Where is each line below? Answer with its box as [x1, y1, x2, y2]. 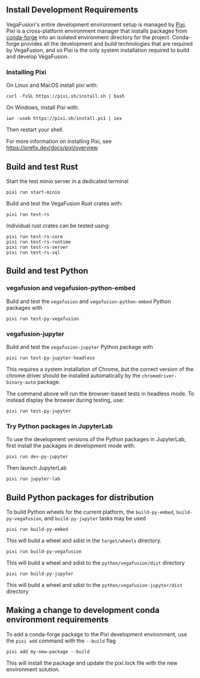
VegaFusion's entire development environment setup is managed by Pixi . [6, 20, 187, 28]
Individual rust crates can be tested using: [6, 222, 110, 229]
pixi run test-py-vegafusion [6, 316, 79, 322]
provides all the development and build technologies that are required [20, 40, 193, 47]
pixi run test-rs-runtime [6, 239, 71, 245]
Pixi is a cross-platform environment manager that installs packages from [6, 27, 187, 34]
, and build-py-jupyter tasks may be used [41, 515, 146, 522]
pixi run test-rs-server [6, 244, 68, 250]
